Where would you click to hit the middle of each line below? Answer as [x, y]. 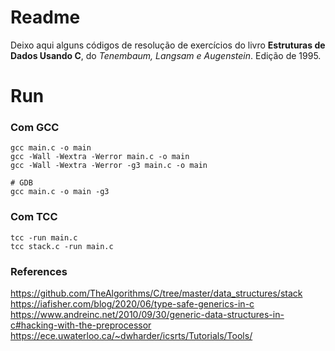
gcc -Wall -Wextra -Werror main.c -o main [100, 157]
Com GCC [35, 128]
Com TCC [34, 217]
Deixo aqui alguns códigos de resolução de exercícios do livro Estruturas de [168, 45]
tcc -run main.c [44, 237]
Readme [45, 17]
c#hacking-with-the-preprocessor [81, 325]
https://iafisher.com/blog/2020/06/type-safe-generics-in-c [132, 304]
